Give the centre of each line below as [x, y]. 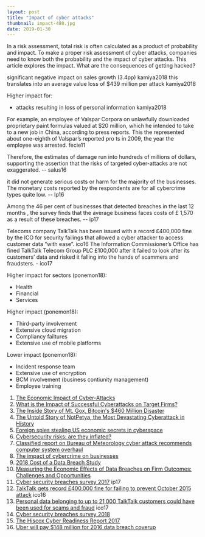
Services [27, 300]
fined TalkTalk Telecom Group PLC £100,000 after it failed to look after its [99, 251]
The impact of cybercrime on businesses [67, 456]
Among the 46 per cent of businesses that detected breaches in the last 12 [100, 206]
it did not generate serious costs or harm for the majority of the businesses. [102, 182]
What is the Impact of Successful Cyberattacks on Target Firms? [97, 404]
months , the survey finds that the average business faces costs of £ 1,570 [100, 213]
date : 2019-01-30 [29, 29]
